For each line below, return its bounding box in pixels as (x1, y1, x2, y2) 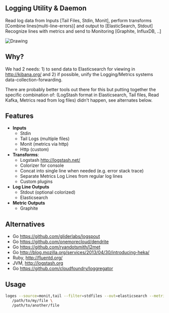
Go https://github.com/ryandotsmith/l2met (12, 244, 101, 250)
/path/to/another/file (12, 302, 59, 308)
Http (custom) (20, 146, 49, 153)
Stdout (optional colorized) (20, 189, 75, 196)
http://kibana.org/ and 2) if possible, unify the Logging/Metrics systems (5, 71, 153, 77)
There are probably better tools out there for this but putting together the (5, 86, 156, 92)
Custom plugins (20, 178, 53, 184)
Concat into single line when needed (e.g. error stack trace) (20, 168, 144, 174)
